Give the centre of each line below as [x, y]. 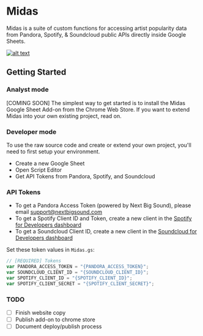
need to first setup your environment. [53, 152]
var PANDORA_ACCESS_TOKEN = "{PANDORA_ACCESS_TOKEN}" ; [78, 267]
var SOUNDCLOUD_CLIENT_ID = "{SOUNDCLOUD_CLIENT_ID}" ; [78, 272]
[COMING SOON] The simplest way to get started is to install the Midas [96, 103]
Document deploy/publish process [58, 327]
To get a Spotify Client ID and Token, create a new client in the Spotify [103, 219]
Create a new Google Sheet [50, 163]
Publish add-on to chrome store [55, 320]
